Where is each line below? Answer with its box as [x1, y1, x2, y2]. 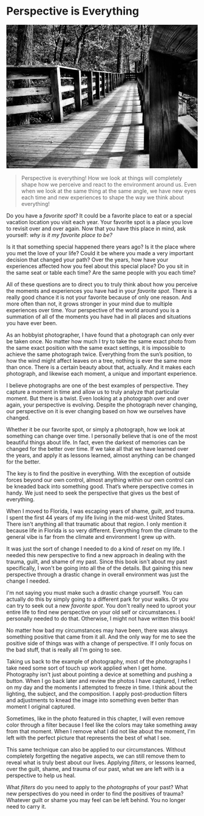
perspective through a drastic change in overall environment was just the [6, 571, 189, 578]
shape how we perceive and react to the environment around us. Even [21, 180, 197, 188]
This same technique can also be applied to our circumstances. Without [6, 746, 186, 753]
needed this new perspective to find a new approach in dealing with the [6, 551, 186, 558]
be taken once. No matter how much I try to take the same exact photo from [6, 337, 196, 345]
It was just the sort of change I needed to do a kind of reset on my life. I [6, 545, 185, 552]
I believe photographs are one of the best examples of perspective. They [6, 382, 189, 389]
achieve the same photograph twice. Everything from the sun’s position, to [6, 351, 192, 358]
